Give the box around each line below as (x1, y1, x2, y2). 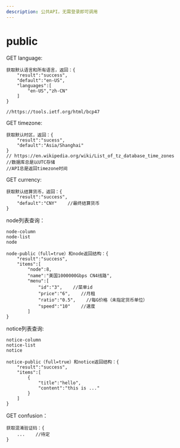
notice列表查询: (6, 325, 44, 332)
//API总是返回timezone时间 (6, 165, 68, 171)
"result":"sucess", (17, 137, 66, 143)
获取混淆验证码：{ (6, 425, 45, 431)
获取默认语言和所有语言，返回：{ (6, 67, 76, 73)
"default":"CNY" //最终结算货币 (17, 200, 100, 206)
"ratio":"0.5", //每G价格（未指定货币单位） (38, 297, 148, 303)
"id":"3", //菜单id (38, 284, 93, 290)
